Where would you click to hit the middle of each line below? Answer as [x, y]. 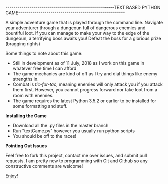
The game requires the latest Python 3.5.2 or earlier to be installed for [85, 101]
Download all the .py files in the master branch [60, 125]
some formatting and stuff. [40, 106]
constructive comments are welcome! [44, 166]
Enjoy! [12, 176]
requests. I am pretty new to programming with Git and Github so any [76, 161]
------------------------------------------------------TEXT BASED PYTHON [83, 7]
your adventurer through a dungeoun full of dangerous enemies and [75, 28]
